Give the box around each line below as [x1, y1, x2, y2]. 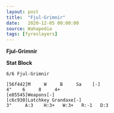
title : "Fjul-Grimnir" [6, 14, 66, 20]
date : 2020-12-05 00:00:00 [6, 20, 79, 26]
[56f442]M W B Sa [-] [6, 82, 101, 88]
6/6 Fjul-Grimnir [6, 71, 50, 77]
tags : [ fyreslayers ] [6, 31, 58, 37]
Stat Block [6, 60, 32, 67]
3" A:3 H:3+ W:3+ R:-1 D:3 [6, 103, 109, 109]
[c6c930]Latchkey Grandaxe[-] [6, 97, 82, 103]
